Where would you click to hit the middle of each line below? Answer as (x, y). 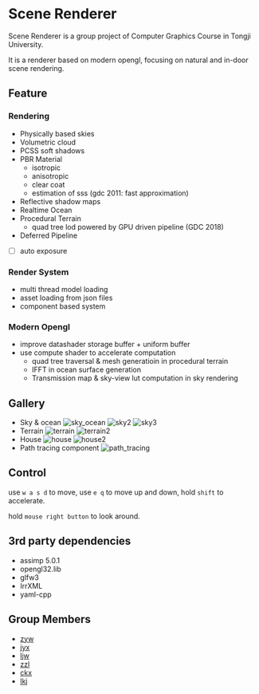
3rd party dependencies (70, 541)
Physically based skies (57, 133)
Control (27, 473)
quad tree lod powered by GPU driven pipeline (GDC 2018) (128, 227)
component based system (63, 306)
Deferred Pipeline (49, 235)
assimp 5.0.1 (40, 560)
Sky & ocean (41, 423)
